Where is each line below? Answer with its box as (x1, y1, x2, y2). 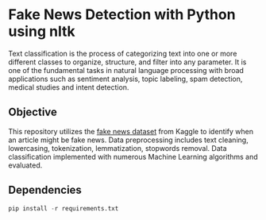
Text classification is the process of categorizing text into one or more (8, 48, 237, 58)
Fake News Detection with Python (8, 6, 236, 24)
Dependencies (8, 183, 82, 197)
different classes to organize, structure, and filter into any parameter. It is (8, 57, 247, 67)
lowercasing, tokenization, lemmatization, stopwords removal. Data (8, 143, 228, 152)
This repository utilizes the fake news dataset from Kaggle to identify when (8, 126, 254, 136)
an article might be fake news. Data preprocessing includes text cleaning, (8, 135, 249, 145)
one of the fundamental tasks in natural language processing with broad (8, 65, 245, 75)
